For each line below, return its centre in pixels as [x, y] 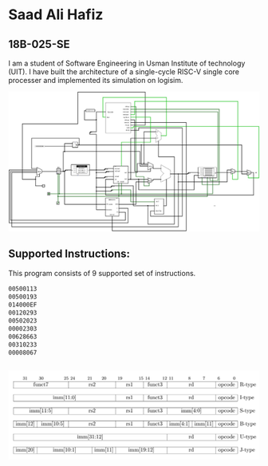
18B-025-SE [39, 44]
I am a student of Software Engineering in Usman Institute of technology [127, 63]
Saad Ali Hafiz [56, 15]
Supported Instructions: [69, 254]
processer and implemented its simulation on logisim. [96, 80]
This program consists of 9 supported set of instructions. [102, 273]
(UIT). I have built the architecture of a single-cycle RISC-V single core [124, 72]
